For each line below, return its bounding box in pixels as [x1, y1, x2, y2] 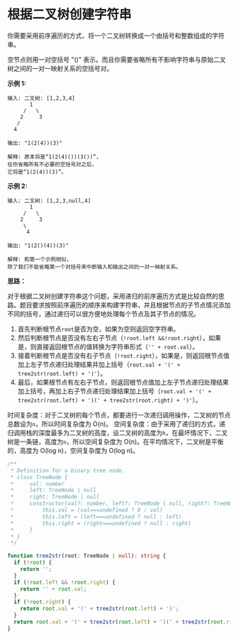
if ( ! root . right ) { [13, 599, 72, 606]
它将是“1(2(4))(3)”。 [7, 168, 67, 175]
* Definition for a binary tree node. [10, 466, 125, 474]
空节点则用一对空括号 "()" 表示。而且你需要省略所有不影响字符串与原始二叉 [7, 55, 227, 64]
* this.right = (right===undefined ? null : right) [10, 520, 192, 527]
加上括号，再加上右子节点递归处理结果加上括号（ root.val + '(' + [17, 386, 212, 395]
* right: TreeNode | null [10, 493, 100, 501]
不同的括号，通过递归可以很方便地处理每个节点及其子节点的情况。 [7, 310, 200, 318]
